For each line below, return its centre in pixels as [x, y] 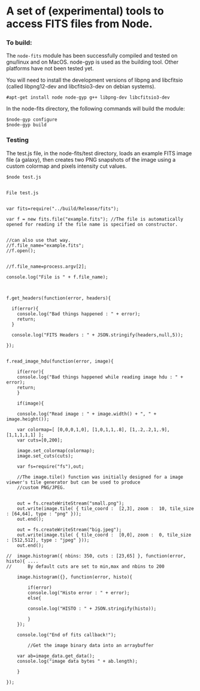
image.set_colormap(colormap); [56, 450]
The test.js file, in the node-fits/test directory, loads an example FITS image [99, 153]
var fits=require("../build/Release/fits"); [63, 209]
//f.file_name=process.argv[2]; [46, 266]
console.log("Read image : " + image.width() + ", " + [87, 414]
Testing [17, 140]
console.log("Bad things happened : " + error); [79, 314]
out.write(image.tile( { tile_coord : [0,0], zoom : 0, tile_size [104, 535]
